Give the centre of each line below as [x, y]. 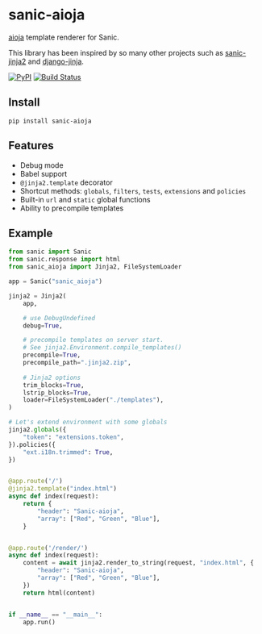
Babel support [44, 173]
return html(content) [59, 593]
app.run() [40, 622]
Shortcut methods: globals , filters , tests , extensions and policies [133, 190]
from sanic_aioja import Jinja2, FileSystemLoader [95, 267]
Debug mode [42, 165]
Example [31, 233]
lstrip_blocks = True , [57, 393]
